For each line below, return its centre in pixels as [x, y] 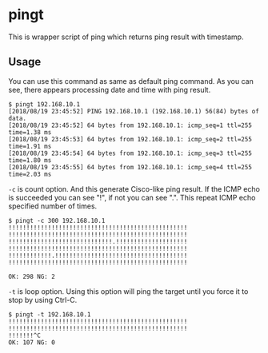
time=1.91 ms [30, 146]
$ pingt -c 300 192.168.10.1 [57, 220]
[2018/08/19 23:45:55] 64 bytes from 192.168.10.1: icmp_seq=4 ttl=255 [130, 167]
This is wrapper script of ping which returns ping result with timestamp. [126, 37]
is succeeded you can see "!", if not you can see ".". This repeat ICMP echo [132, 197]
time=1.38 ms [30, 132]
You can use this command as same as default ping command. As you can [131, 81]
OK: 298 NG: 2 [32, 276]
